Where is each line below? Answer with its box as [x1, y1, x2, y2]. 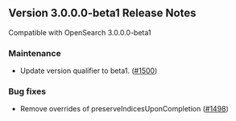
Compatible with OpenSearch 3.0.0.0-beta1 [8, 27, 151, 37]
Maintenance [8, 47, 62, 58]
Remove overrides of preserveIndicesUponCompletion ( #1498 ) [19, 104, 230, 114]
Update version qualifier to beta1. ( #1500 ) [19, 66, 158, 75]
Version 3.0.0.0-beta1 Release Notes [8, 6, 197, 20]
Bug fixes [8, 86, 47, 97]
